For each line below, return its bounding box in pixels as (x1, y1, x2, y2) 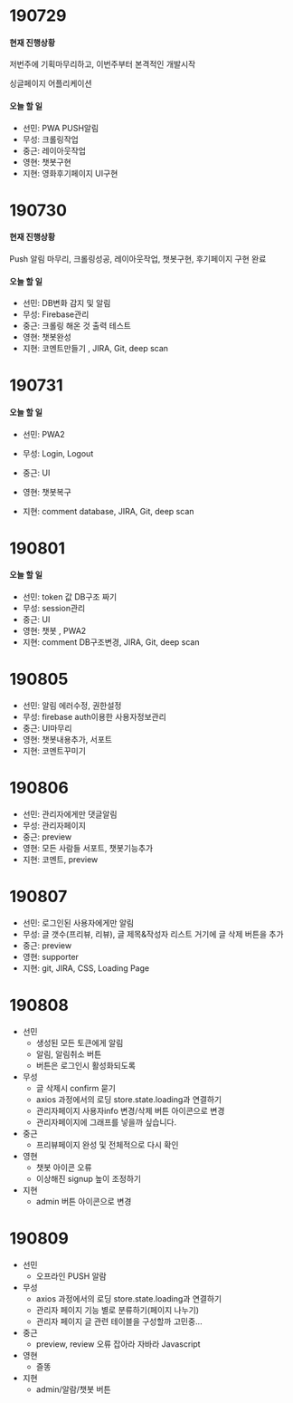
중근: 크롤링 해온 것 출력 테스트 (22, 321, 131, 332)
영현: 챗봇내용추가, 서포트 (22, 734, 113, 745)
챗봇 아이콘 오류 (35, 1161, 92, 1173)
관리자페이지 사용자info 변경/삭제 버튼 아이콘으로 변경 (35, 1105, 225, 1116)
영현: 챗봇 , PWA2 (22, 625, 87, 636)
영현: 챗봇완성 (22, 332, 72, 342)
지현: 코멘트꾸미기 (22, 745, 86, 756)
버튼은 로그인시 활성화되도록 (35, 1060, 136, 1071)
